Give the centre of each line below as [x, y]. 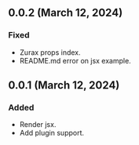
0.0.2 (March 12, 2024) [66, 13]
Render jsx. [38, 125]
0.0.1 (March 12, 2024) [64, 85]
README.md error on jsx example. [75, 60]
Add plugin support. [52, 133]
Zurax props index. [50, 52]
